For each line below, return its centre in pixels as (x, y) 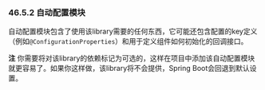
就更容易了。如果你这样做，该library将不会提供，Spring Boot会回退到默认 (129, 68)
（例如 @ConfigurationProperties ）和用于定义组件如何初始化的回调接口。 (128, 41)
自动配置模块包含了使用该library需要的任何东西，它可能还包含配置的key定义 (133, 31)
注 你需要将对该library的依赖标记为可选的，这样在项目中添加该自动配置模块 (132, 58)
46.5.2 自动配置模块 (47, 12)
